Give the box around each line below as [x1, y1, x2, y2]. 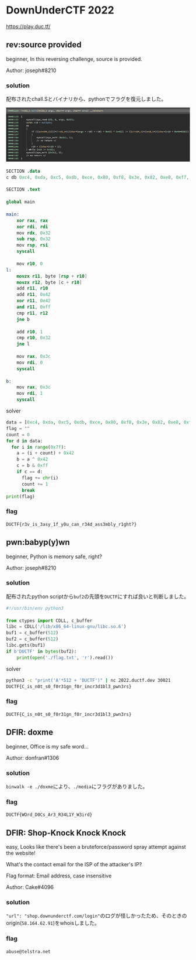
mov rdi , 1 [16, 391, 43, 397]
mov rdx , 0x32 [16, 230, 51, 236]
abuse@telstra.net [6, 948, 51, 955]
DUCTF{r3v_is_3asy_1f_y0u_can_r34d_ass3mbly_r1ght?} [6, 521, 137, 527]
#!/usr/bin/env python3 [6, 605, 64, 611]
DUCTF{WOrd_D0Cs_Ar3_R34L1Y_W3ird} [6, 812, 93, 818]
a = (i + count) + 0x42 [16, 450, 75, 456]
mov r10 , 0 [16, 261, 43, 267]
